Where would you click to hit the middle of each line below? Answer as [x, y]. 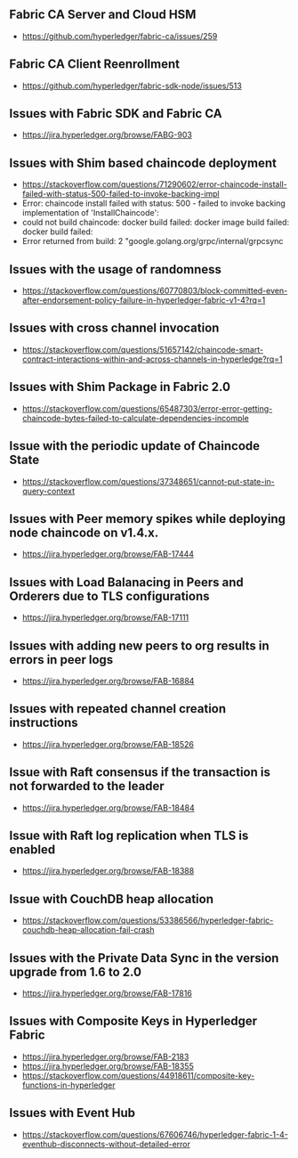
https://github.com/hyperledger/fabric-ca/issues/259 [120, 36]
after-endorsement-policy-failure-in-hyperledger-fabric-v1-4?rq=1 [144, 300]
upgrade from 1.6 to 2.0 [76, 971]
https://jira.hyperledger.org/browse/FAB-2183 [105, 1056]
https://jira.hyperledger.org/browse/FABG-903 [107, 135]
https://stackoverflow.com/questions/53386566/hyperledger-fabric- [148, 920]
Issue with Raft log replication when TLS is [129, 835]
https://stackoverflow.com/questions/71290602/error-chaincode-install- [154, 184]
